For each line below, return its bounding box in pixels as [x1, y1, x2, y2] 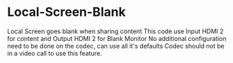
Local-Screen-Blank [7, 4, 127, 20]
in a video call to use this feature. [7, 49, 102, 57]
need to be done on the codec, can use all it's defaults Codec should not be [7, 42, 225, 50]
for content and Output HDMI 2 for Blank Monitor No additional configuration [7, 34, 227, 42]
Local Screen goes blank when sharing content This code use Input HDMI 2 [7, 27, 224, 35]
